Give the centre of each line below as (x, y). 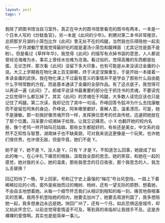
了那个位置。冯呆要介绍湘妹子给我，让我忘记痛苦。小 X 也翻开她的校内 (77, 121)
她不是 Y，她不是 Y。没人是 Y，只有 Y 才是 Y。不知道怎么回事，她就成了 (79, 150)
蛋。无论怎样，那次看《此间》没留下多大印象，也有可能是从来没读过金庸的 (80, 66)
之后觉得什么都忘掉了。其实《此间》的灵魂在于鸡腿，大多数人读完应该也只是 (82, 96)
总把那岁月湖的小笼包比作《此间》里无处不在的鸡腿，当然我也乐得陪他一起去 (82, 41)
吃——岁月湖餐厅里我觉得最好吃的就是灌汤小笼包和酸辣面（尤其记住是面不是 (82, 47)
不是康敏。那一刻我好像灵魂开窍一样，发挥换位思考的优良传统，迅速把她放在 (82, 115)
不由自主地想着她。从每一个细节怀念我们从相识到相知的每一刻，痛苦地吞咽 (80, 191)
